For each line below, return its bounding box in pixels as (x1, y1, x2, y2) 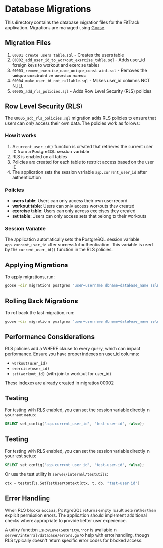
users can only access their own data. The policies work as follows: (5, 120, 140, 126)
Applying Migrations (5, 261, 68, 269)
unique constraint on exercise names (12, 72, 86, 78)
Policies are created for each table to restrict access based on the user (12, 159, 154, 165)
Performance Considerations (5, 333, 95, 341)
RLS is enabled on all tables (12, 153, 67, 159)
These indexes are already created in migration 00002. (5, 380, 115, 386)
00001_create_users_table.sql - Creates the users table (12, 52, 124, 57)
